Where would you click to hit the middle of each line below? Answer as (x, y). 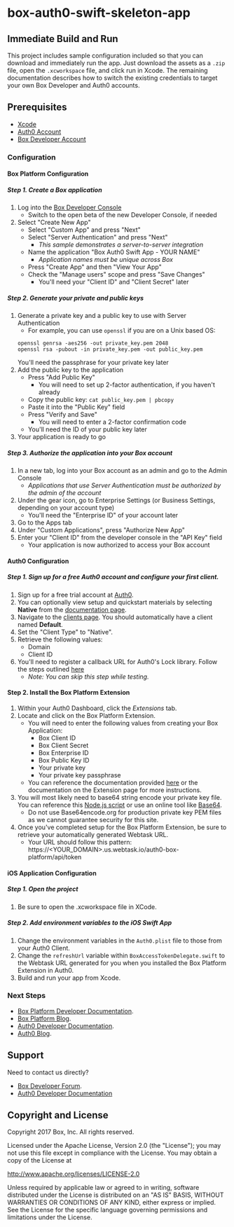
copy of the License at (40, 1160)
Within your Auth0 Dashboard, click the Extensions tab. (97, 708)
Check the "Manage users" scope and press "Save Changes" (116, 275)
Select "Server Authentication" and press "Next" (98, 237)
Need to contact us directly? (48, 1072)
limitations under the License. (50, 1217)
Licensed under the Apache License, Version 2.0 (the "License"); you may (114, 1146)
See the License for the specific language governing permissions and (108, 1210)
